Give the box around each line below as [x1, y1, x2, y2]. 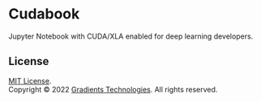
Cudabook [8, 5, 80, 23]
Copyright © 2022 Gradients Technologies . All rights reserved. [8, 84, 218, 94]
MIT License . [8, 75, 52, 85]
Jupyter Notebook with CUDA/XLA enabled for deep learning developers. [8, 31, 254, 41]
